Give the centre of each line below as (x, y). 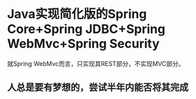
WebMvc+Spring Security (84, 44)
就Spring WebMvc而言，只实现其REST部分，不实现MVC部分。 (96, 63)
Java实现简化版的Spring (77, 14)
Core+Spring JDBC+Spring (86, 29)
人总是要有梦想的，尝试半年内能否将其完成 (98, 88)
